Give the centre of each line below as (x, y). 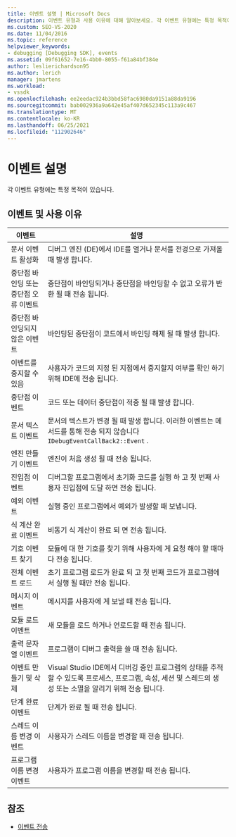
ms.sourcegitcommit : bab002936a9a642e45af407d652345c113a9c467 (102, 106)
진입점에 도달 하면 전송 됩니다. (109, 488)
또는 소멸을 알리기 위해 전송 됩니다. (110, 689)
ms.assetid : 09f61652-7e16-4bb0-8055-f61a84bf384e (83, 60)
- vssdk (19, 92)
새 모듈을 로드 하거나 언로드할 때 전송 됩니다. (117, 626)
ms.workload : (26, 86)
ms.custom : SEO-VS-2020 (42, 27)
